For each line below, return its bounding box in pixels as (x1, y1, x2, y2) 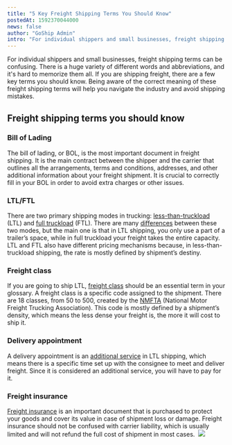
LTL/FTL (7, 195, 36, 205)
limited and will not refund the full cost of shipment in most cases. (7, 430, 195, 438)
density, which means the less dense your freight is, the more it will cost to (7, 311, 220, 320)
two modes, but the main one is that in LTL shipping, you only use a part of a (7, 227, 225, 235)
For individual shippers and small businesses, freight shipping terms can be (7, 55, 223, 63)
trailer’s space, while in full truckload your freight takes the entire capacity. (7, 234, 220, 242)
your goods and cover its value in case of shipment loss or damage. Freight (7, 414, 222, 423)
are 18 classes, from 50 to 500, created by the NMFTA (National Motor (7, 296, 208, 305)
